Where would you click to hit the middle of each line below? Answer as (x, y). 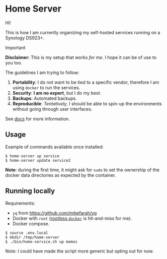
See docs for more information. (37, 118)
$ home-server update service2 (38, 160)
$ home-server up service (32, 156)
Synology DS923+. (25, 38)
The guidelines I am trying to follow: (42, 72)
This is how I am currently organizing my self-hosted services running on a (83, 32)
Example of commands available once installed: (55, 147)
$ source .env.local (27, 233)
